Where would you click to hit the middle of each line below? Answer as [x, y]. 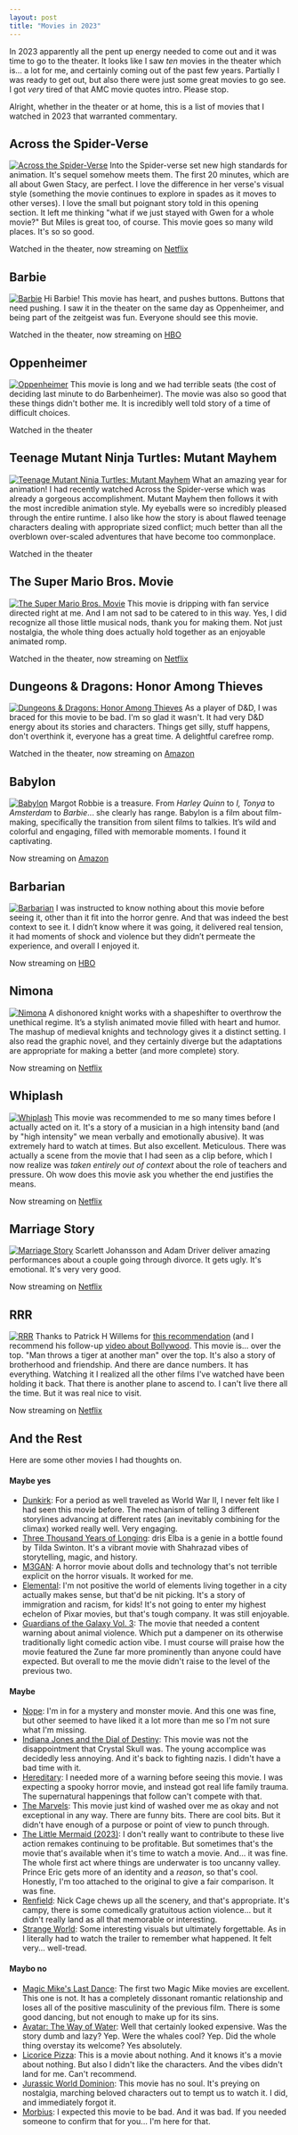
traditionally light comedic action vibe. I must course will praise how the [153, 1643]
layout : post [33, 17]
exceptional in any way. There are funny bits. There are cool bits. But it [151, 1816]
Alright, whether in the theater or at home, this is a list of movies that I [137, 106]
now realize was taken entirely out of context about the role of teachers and [148, 1164]
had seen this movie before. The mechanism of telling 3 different [141, 1510]
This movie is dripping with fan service [198, 603]
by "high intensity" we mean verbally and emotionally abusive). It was [137, 1136]
